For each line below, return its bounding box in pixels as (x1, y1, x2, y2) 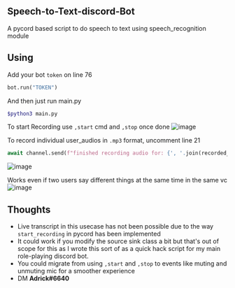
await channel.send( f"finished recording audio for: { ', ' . (7, 150, 187, 157)
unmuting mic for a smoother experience (17, 267, 135, 275)
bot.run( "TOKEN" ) (7, 84, 58, 91)
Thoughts (7, 203, 51, 215)
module (7, 31, 29, 40)
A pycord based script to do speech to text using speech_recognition (7, 24, 206, 32)
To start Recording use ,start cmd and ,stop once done (7, 122, 170, 131)
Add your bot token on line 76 (7, 70, 92, 79)
